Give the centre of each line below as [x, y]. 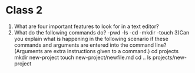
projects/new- [169, 57]
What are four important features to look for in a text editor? [87, 26]
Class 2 [24, 10]
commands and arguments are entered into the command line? [90, 45]
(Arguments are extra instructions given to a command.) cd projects [96, 51]
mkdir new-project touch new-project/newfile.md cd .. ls [82, 57]
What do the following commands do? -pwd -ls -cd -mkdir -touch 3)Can [102, 32]
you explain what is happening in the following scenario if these [91, 39]
